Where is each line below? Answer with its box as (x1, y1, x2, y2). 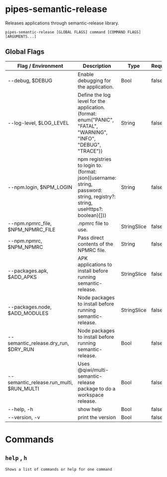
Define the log (78, 91, 111, 98)
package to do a (78, 385, 116, 392)
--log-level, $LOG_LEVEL (7, 119, 70, 126)
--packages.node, (7, 303, 52, 310)
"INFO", (78, 135, 96, 142)
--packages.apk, (7, 267, 49, 274)
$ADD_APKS (7, 273, 37, 280)
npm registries (78, 156, 112, 163)
